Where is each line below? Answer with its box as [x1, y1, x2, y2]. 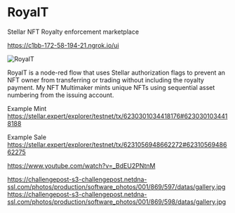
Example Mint [7, 104, 47, 112]
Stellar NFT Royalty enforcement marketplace [7, 27, 139, 36]
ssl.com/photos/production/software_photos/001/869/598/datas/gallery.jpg [7, 198, 227, 206]
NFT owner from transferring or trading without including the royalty [7, 75, 205, 84]
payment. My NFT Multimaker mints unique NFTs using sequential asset [7, 83, 215, 91]
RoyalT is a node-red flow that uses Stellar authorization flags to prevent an [7, 68, 226, 77]
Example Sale [7, 133, 47, 141]
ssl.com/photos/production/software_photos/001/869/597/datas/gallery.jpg [7, 182, 226, 191]
